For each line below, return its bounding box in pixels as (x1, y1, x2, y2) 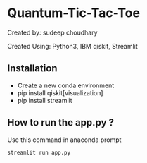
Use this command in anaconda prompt (7, 135, 122, 144)
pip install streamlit (17, 96, 72, 104)
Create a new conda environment (17, 81, 115, 90)
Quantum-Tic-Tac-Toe (7, 5, 141, 21)
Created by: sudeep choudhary (7, 28, 98, 37)
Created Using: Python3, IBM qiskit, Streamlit (7, 42, 139, 50)
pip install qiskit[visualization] (17, 88, 103, 97)
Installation (7, 62, 58, 75)
